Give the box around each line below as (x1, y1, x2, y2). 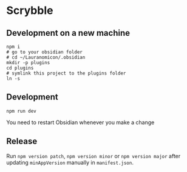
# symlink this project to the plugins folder (6, 70, 126, 76)
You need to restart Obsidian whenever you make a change (6, 119, 155, 126)
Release (6, 136, 38, 147)
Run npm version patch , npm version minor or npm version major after (6, 152, 181, 159)
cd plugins (6, 65, 34, 71)
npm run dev (6, 108, 36, 114)
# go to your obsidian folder (6, 49, 83, 55)
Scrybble (6, 4, 53, 18)
